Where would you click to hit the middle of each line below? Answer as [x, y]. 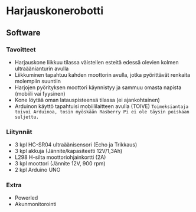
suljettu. [27, 117]
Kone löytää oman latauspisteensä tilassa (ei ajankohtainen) [87, 100]
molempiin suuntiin [37, 81]
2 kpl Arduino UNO [37, 170]
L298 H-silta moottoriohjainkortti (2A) [60, 157]
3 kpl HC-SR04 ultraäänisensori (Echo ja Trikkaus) [76, 145]
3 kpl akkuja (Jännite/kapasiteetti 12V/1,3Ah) [68, 151]
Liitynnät [19, 132]
